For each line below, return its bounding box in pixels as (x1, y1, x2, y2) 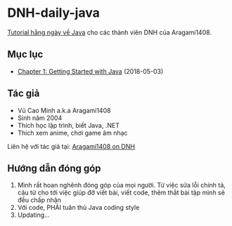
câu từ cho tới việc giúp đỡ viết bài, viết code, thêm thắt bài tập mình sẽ (17, 188, 225, 197)
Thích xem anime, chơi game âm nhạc (17, 128, 128, 137)
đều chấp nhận (17, 196, 62, 204)
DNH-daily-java (7, 5, 100, 21)
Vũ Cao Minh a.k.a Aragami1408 (17, 106, 111, 114)
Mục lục (7, 48, 44, 60)
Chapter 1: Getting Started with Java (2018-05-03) (17, 67, 164, 75)
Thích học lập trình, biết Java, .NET (17, 121, 120, 129)
